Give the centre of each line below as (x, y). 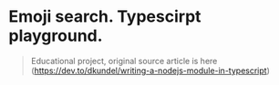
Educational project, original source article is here (124, 61)
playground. (56, 36)
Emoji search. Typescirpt (105, 17)
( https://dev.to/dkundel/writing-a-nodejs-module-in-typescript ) (150, 71)
